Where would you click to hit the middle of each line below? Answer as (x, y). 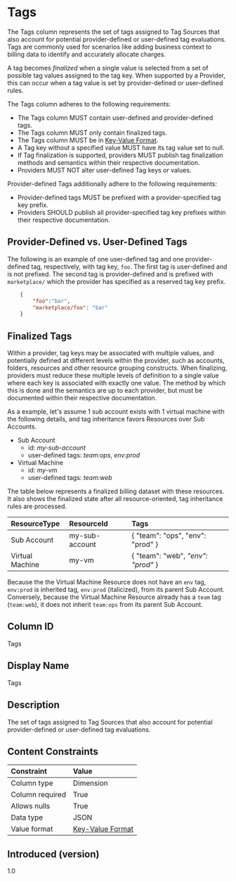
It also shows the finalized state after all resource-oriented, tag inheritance (115, 499)
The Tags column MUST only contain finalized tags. (92, 133)
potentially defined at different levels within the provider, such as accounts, (116, 361)
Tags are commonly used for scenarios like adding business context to (110, 47)
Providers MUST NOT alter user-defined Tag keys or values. (104, 170)
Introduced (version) (53, 854)
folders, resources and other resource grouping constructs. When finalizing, (117, 368)
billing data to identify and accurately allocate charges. (87, 54)
